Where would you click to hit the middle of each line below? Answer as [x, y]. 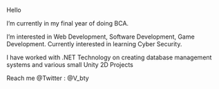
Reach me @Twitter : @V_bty [48, 78]
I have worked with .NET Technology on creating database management [109, 57]
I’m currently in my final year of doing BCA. [68, 23]
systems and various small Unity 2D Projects [70, 65]
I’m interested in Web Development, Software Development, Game [101, 37]
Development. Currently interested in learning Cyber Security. [94, 44]
